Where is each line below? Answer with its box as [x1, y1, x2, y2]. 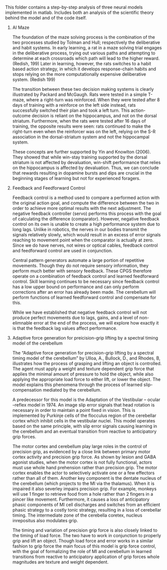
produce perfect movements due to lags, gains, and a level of [12, 315, 138, 321]
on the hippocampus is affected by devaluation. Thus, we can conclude [12, 165, 159, 171]
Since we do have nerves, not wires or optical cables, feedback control [12, 242, 158, 248]
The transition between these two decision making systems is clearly [12, 86, 154, 92]
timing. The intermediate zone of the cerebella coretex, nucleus [12, 512, 143, 518]
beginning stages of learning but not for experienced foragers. [12, 176, 141, 181]
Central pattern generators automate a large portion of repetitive [12, 257, 145, 263]
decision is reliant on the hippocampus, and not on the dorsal [31, 113, 158, 119]
